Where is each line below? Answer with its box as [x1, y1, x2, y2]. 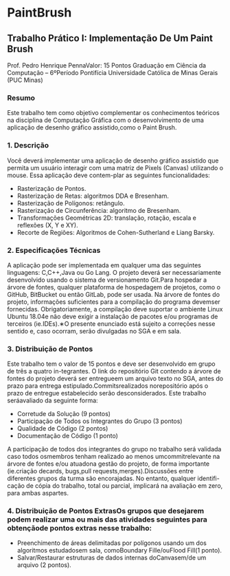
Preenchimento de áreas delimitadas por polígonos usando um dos [16, 539, 207, 547]
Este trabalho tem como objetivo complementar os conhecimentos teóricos [7, 109, 220, 117]
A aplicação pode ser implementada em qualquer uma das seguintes [7, 260, 201, 269]
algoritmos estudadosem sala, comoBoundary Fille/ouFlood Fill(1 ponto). [16, 546, 222, 555]
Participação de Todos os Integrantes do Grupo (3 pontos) [16, 417, 183, 425]
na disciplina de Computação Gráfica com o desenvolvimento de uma [7, 116, 205, 125]
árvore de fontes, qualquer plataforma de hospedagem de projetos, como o [7, 282, 221, 291]
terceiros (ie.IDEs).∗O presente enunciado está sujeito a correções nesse [7, 319, 216, 328]
